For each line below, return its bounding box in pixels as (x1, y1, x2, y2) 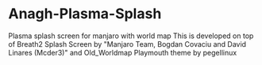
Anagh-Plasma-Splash (8, 5, 162, 23)
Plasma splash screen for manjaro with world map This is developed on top (8, 31, 254, 40)
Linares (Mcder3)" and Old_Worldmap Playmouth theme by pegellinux (8, 48, 237, 57)
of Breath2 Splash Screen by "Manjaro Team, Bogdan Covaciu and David (8, 39, 247, 48)
